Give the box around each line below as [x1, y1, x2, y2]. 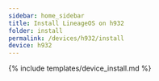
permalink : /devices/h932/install [8, 34, 125, 43]
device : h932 [8, 42, 52, 50]
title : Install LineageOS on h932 [8, 19, 125, 27]
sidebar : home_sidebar [8, 11, 85, 20]
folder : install [8, 26, 63, 34]
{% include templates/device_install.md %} [8, 63, 152, 73]
